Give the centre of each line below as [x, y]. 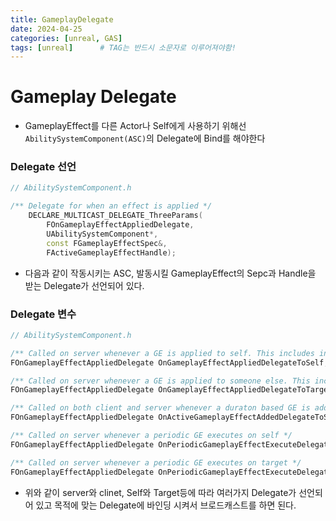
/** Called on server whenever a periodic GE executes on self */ [151, 436]
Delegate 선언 [43, 167]
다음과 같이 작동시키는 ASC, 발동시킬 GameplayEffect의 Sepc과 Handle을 [170, 273]
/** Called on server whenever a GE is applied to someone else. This [160, 381]
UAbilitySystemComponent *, [102, 234]
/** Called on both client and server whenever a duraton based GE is [160, 408]
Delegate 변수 [43, 314]
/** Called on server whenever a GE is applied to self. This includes [162, 353]
